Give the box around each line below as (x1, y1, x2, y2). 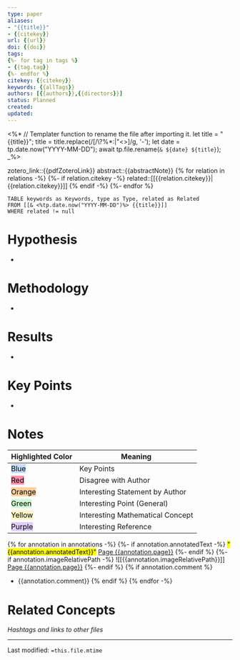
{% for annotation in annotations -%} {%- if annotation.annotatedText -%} (7, 540, 226, 549)
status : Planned (7, 97, 56, 104)
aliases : (7, 17, 34, 24)
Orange (11, 487, 36, 497)
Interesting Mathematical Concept (79, 510, 194, 520)
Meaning (121, 451, 152, 461)
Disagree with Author (79, 476, 151, 486)
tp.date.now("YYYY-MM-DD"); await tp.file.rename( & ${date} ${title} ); (7, 144, 221, 154)
